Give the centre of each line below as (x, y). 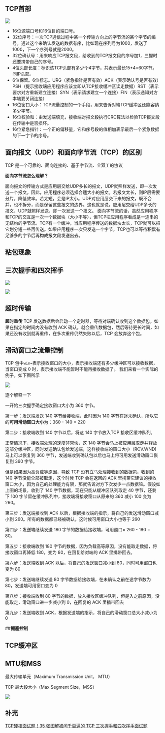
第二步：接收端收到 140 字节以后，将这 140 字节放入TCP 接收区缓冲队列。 (80, 432)
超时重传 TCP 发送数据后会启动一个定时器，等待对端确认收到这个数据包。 (80, 321)
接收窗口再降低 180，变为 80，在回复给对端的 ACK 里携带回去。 (70, 552)
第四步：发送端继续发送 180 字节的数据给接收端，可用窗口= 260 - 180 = (78, 530)
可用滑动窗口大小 (27, 422)
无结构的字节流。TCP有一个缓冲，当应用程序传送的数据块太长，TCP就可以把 (83, 223)
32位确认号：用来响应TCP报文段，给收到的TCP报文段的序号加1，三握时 (85, 55)
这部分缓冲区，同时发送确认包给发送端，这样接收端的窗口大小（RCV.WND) (81, 449)
